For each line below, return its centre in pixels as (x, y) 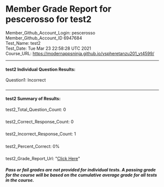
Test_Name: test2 (23, 43)
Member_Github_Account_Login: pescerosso (50, 33)
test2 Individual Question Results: (41, 69)
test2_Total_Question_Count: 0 (36, 109)
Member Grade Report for (58, 9)
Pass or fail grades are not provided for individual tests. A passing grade (81, 169)
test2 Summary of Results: (33, 99)
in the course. (20, 180)
